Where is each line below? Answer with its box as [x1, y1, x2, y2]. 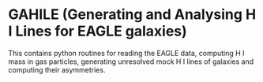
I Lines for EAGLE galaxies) [8, 22, 187, 40]
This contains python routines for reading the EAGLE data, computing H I [8, 48, 245, 58]
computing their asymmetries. [8, 65, 106, 74]
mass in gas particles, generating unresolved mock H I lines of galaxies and [8, 57, 254, 66]
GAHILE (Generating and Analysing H [8, 6, 257, 24]
